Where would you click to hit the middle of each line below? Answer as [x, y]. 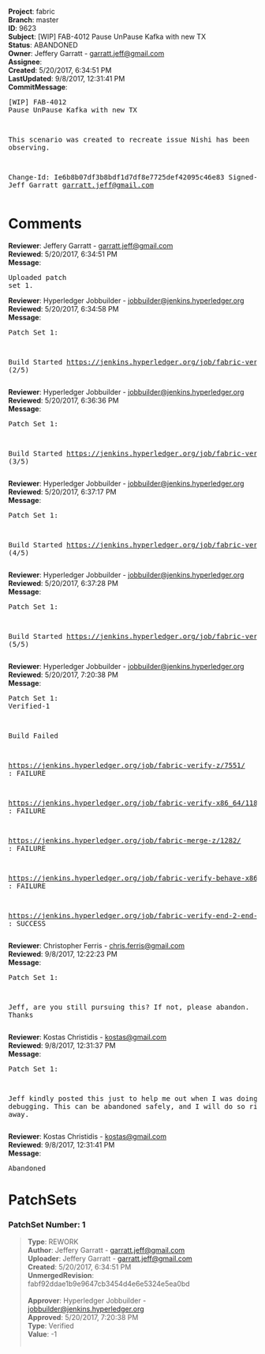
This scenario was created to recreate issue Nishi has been [129, 140]
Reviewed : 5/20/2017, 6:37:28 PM [63, 583]
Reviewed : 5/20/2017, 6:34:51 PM [63, 254]
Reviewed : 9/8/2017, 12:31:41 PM [62, 1144]
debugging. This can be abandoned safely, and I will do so [127, 1106]
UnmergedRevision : [61, 1276]
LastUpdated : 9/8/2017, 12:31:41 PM [67, 79]
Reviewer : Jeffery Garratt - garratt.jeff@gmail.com [91, 245]
